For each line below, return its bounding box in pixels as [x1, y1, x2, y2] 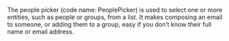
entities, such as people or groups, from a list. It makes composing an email [7, 13, 223, 21]
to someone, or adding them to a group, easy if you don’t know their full [7, 20, 212, 28]
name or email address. [7, 27, 75, 36]
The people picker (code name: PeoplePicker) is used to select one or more [7, 6, 223, 14]
